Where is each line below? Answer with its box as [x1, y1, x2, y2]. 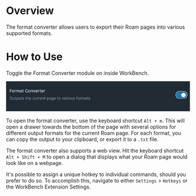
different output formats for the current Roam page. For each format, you [6, 129, 181, 136]
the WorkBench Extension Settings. [6, 183, 91, 190]
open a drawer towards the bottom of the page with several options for [6, 123, 177, 130]
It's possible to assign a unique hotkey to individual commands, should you [6, 171, 187, 178]
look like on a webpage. [6, 159, 63, 166]
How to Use [6, 50, 63, 64]
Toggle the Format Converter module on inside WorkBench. [6, 69, 149, 77]
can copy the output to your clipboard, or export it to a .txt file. [6, 136, 159, 143]
